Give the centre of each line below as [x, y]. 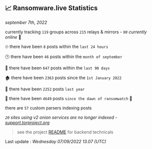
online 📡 [13, 37]
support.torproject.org [27, 122]
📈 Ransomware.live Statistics [51, 8]
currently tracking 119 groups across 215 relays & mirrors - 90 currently [76, 32]
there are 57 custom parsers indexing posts [48, 108]
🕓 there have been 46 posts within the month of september [64, 56]
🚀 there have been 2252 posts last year [45, 89]
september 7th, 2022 [26, 22]
